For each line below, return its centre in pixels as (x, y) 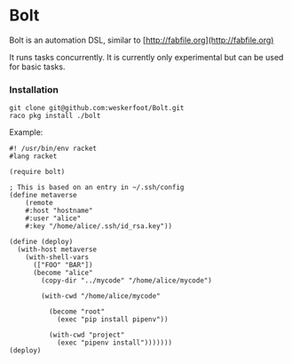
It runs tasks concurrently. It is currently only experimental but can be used (146, 57)
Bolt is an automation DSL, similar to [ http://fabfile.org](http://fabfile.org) (142, 40)
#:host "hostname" (59, 211)
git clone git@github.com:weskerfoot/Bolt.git (97, 108)
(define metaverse (43, 195)
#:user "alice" (53, 218)
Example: (26, 132)
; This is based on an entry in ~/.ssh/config (97, 187)
